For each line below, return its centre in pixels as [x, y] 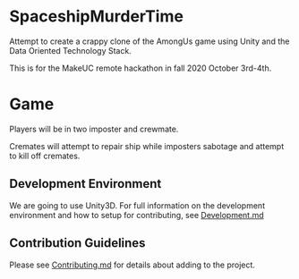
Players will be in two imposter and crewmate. [94, 129]
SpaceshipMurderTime [96, 17]
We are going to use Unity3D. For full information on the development [137, 205]
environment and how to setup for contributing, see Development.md [137, 215]
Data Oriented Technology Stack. [70, 50]
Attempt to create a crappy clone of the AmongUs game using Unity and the [149, 41]
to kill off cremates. [45, 156]
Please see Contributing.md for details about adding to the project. [132, 265]
